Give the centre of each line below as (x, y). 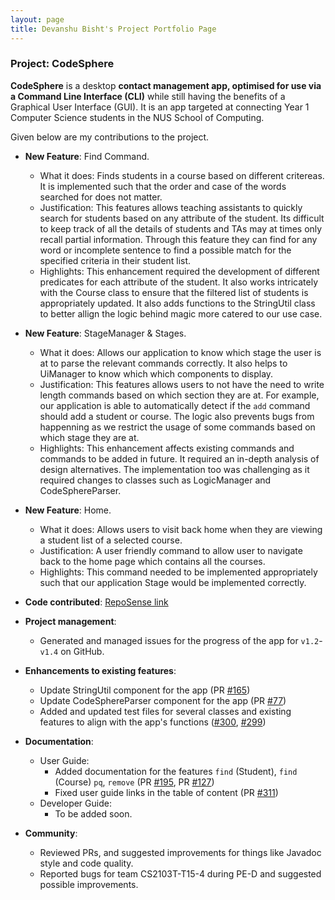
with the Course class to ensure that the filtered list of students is (174, 292)
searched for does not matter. (101, 197)
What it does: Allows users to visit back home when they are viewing (181, 529)
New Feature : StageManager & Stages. (105, 333)
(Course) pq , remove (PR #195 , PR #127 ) (134, 782)
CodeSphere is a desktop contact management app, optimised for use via (166, 85)
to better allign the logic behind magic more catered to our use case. (181, 313)
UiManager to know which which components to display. (156, 373)
